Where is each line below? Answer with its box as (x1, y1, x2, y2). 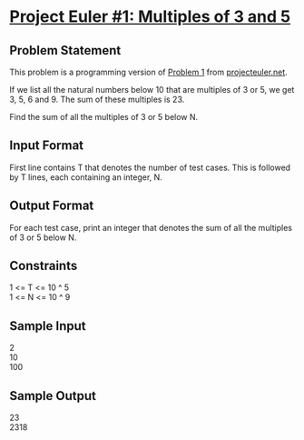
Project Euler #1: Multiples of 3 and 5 (9, 6, 291, 27)
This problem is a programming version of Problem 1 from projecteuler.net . (9, 66, 288, 77)
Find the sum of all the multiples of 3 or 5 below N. (9, 112, 199, 122)
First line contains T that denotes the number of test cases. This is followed (9, 162, 291, 173)
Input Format (9, 138, 84, 154)
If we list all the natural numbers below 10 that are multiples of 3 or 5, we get (9, 85, 295, 95)
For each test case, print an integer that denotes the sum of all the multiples (9, 222, 293, 233)
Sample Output (9, 388, 97, 404)
